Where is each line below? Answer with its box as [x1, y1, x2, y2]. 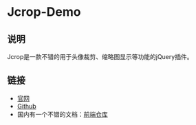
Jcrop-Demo [7, 4, 81, 20]
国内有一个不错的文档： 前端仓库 [17, 110, 108, 118]
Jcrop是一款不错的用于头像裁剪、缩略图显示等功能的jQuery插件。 [7, 53, 193, 60]
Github [17, 102, 36, 110]
